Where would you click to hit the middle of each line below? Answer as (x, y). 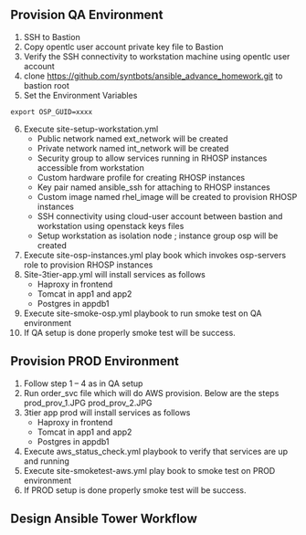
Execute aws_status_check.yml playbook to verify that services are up (156, 451)
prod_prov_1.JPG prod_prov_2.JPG (88, 403)
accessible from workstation (90, 167)
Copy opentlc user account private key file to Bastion (123, 47)
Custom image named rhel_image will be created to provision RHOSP (167, 196)
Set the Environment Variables (80, 95)
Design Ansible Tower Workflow (104, 519)
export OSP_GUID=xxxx (52, 112)
